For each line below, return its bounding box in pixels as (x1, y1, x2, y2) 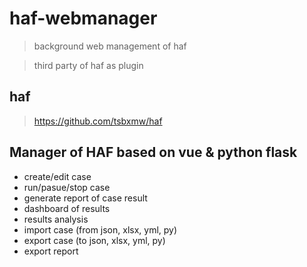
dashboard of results (23, 202, 111, 214)
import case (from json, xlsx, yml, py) (23, 223, 178, 236)
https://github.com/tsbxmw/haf (33, 115, 163, 127)
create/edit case (23, 170, 92, 182)
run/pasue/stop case (23, 181, 111, 193)
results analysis (23, 213, 89, 225)
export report (23, 245, 79, 257)
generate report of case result (23, 192, 148, 204)
